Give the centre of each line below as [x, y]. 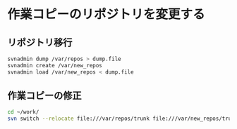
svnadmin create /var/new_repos [55, 65]
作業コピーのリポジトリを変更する [107, 14]
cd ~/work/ [23, 112]
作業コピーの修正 [44, 96]
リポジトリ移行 [40, 42]
